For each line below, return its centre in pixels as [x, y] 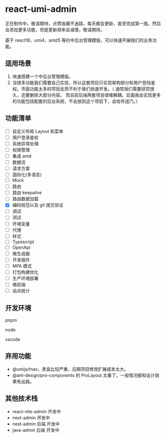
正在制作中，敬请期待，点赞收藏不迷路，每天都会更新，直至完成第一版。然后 [83, 23]
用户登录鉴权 [25, 137]
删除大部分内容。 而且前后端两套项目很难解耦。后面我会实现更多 [95, 95]
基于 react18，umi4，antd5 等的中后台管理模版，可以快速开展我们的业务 [79, 40]
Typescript [23, 242]
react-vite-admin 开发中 [37, 411]
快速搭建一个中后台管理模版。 [42, 76]
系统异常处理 [25, 143]
